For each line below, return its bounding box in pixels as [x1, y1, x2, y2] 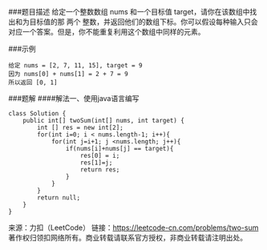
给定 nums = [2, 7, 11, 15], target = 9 [8, 62, 143, 70]
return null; [37, 194, 81, 202]
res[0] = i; [79, 151, 120, 159]
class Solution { [8, 110, 67, 118]
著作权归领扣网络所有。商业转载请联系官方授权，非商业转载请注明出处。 [8, 233, 247, 242]
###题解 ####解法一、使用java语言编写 [8, 94, 140, 103]
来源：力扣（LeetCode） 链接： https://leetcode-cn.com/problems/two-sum [8, 223, 259, 232]
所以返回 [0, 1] [8, 79, 58, 87]
